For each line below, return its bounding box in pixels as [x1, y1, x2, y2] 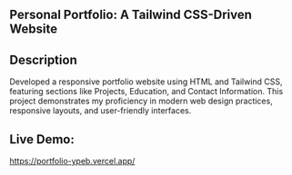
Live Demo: [9, 131, 75, 147]
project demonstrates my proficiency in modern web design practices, [9, 95, 273, 107]
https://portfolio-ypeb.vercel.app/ [9, 156, 136, 167]
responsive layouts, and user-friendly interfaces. [9, 105, 192, 116]
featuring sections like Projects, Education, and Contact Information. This [9, 86, 284, 97]
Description [9, 52, 77, 67]
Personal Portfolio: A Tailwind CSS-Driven [9, 7, 253, 23]
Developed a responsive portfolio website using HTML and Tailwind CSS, [9, 76, 284, 87]
